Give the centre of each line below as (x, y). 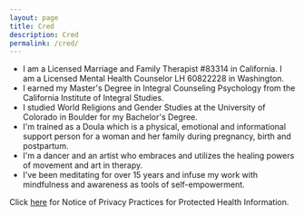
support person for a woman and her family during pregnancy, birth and (157, 136)
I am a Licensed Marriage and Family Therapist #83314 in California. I (152, 69)
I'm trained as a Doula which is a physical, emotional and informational (154, 127)
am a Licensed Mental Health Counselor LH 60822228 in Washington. (153, 79)
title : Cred (32, 26)
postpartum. (45, 146)
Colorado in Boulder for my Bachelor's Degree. (110, 117)
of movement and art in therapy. (83, 165)
